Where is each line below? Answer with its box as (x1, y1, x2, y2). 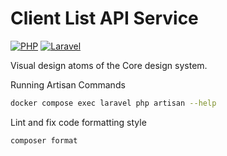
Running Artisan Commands (10, 78, 126, 91)
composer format (10, 135, 78, 146)
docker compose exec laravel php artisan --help (10, 98, 217, 108)
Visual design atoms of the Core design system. (10, 59, 208, 71)
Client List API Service (10, 7, 199, 30)
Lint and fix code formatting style (10, 116, 147, 128)
